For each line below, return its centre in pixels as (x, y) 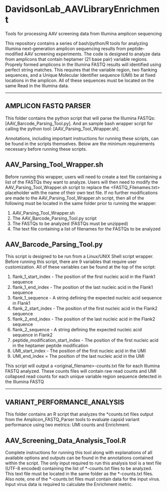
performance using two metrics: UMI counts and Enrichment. (68, 425)
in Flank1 (21, 303)
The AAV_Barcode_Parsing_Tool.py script (54, 218)
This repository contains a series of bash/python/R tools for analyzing (77, 43)
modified (14, 54)
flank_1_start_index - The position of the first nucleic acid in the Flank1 (84, 277)
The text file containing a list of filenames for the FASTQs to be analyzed (86, 229)
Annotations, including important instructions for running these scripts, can (82, 138)
